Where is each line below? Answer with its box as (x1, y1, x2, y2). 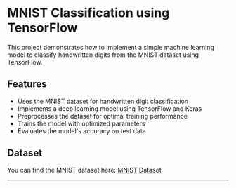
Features (7, 79, 47, 90)
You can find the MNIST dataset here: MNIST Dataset (7, 166, 162, 174)
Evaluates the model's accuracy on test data (17, 126, 146, 135)
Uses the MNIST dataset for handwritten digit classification (17, 97, 188, 105)
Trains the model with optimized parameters (17, 119, 145, 128)
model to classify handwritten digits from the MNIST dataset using (7, 51, 199, 59)
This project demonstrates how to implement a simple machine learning (7, 43, 215, 51)
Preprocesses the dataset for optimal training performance (17, 112, 188, 120)
